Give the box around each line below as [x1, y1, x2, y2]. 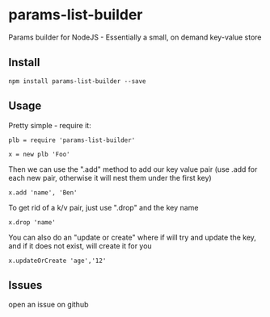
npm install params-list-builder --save [8, 77, 147, 86]
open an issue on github [8, 300, 89, 310]
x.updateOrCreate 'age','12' [8, 257, 107, 265]
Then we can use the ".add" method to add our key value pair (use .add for [8, 164, 258, 174]
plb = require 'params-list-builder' [8, 136, 136, 144]
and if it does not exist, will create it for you [8, 240, 152, 251]
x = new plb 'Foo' [8, 150, 70, 158]
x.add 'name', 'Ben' [8, 188, 78, 197]
